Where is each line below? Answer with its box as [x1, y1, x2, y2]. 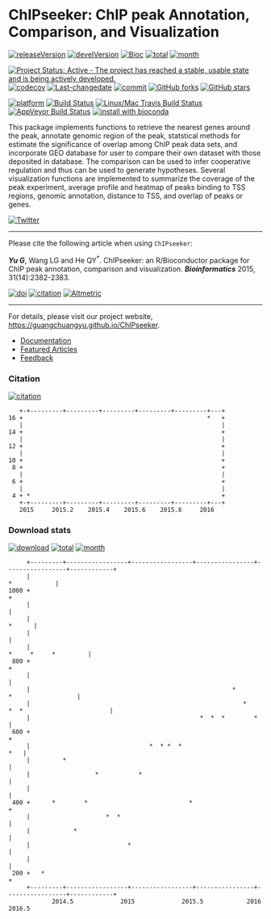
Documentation [19, 335, 72, 345]
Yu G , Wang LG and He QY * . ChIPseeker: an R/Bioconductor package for [8, 254, 250, 265]
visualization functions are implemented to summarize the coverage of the [8, 174, 256, 183]
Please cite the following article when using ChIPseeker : [8, 238, 194, 248]
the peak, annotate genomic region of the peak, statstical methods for [8, 131, 240, 141]
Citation [8, 373, 40, 384]
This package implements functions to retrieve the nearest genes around [8, 122, 251, 132]
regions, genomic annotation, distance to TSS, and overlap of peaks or [8, 191, 244, 200]
